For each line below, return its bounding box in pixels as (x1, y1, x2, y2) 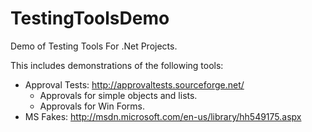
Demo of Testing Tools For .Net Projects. (10, 40, 178, 52)
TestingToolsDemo (10, 7, 170, 30)
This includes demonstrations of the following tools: (10, 59, 224, 71)
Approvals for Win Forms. (39, 100, 145, 112)
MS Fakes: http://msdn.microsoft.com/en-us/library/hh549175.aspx (24, 110, 302, 122)
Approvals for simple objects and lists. (39, 89, 198, 101)
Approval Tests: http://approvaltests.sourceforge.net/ (24, 78, 245, 91)
